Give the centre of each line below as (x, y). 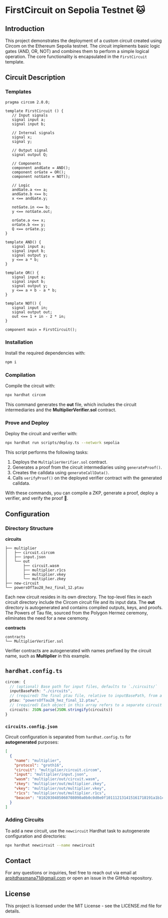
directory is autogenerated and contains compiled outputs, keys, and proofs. (84, 607)
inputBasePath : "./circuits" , (41, 691)
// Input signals (30, 115)
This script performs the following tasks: (47, 452)
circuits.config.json (31, 726)
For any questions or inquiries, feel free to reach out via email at (71, 873)
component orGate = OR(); (39, 172)
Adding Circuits (24, 820)
